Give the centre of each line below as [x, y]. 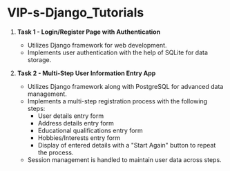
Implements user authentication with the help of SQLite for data [118, 52]
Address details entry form [76, 123]
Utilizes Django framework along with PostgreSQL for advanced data [125, 86]
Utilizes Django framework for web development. [97, 45]
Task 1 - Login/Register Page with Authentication [89, 32]
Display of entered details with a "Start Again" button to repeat [127, 145]
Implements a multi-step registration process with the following [117, 101]
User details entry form [71, 116]
